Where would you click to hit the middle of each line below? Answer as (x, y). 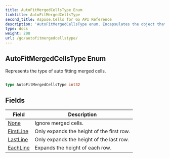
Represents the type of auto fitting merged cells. (56, 71)
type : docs (17, 29)
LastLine (18, 140)
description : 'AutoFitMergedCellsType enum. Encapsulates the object (80, 24)
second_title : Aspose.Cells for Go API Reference (59, 19)
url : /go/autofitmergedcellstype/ (42, 38)
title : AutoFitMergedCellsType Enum (44, 10)
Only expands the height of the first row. (82, 131)
